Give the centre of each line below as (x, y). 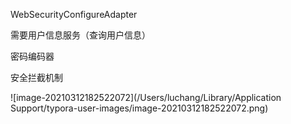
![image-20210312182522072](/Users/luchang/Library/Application (146, 97)
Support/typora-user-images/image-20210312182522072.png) (139, 108)
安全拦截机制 (36, 77)
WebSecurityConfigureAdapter (74, 14)
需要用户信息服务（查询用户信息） (80, 35)
